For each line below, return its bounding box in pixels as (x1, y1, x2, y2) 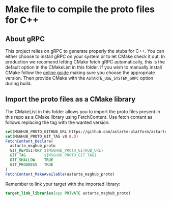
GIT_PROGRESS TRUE (10, 162, 53, 167)
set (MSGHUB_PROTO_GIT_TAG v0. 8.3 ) (5, 133, 79, 139)
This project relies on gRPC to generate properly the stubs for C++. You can (5, 48, 164, 54)
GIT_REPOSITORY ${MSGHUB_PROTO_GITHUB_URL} (10, 148, 103, 153)
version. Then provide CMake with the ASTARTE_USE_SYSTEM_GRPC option (5, 75, 154, 81)
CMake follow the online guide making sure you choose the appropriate (5, 70, 155, 76)
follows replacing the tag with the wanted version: (5, 119, 110, 125)
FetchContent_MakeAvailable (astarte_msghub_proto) (5, 172, 115, 177)
